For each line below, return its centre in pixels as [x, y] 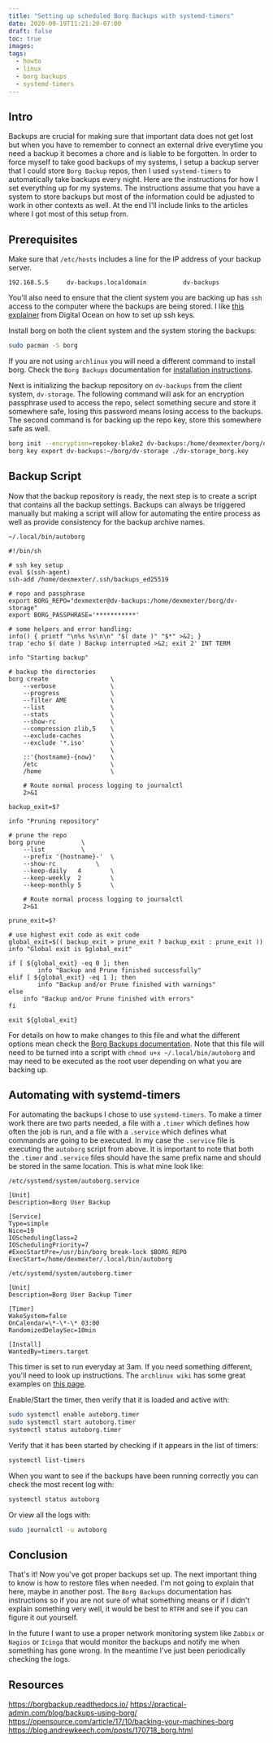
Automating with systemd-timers [95, 1094]
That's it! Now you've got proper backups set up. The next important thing [133, 1574]
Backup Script [45, 476]
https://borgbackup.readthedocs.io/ [68, 1704]
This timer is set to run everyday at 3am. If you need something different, [130, 1367]
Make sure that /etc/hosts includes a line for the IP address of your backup [135, 259]
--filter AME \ [69, 700]
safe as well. [29, 428]
